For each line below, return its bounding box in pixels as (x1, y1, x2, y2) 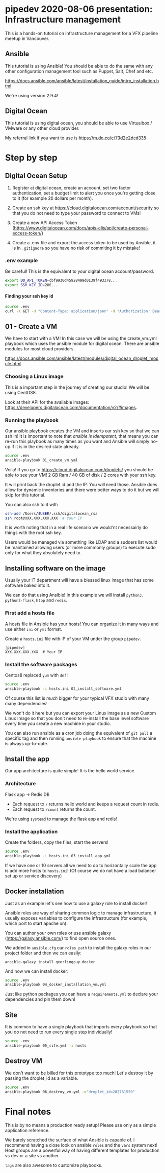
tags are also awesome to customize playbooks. (5, 1162, 103, 1168)
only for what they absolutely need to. (5, 550, 82, 556)
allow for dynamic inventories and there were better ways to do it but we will (5, 487, 160, 492)
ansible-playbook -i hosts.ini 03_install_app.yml (5, 853, 111, 858)
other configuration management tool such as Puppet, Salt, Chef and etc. (5, 68, 153, 74)
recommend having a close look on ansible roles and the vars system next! (5, 1142, 158, 1148)
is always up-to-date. (5, 740, 48, 746)
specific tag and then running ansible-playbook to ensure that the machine (5, 735, 157, 741)
